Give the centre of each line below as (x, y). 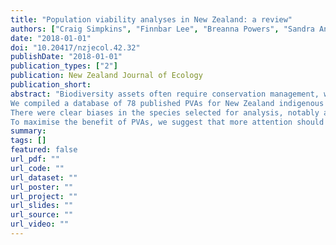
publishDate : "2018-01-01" (66, 57)
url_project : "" (44, 196)
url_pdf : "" (35, 159)
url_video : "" (40, 224)
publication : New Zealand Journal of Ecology (106, 76)
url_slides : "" (42, 206)
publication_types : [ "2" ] (64, 66)
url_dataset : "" (44, 177)
